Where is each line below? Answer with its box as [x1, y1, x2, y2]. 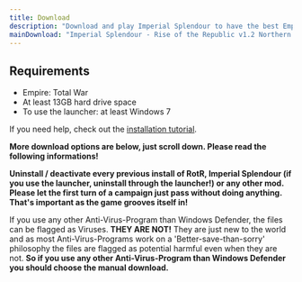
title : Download [9, 13, 70, 23]
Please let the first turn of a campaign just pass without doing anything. [9, 187, 283, 198]
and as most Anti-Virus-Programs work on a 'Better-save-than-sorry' [9, 233, 265, 244]
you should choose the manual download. [9, 262, 169, 273]
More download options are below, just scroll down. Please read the [9, 141, 267, 152]
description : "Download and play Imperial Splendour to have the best [9, 22, 280, 31]
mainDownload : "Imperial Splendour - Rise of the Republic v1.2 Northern [9, 30, 292, 39]
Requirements [9, 63, 90, 78]
